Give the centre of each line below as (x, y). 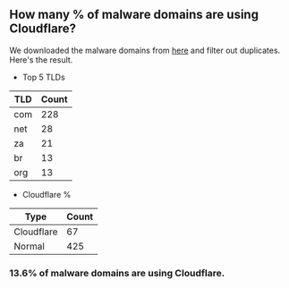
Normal (29, 246)
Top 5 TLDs (43, 77)
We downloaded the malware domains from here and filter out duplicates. (145, 50)
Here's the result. (41, 59)
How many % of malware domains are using (134, 15)
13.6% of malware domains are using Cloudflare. (117, 273)
